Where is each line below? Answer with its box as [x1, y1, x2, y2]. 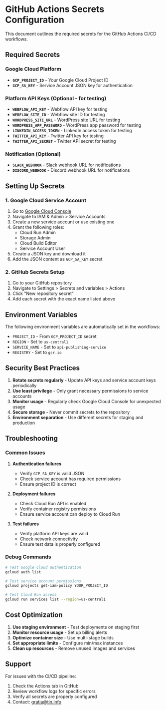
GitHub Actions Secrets [5, 4, 105, 15]
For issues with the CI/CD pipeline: [5, 673, 76, 679]
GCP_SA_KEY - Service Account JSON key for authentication [12, 82, 133, 88]
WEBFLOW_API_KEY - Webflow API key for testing [12, 106, 108, 112]
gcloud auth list [5, 569, 41, 574]
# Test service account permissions [5, 578, 81, 584]
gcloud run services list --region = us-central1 [5, 597, 106, 602]
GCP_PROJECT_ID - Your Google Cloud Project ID [12, 77, 109, 83]
